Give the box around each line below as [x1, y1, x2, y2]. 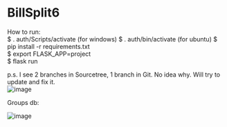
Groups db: [7, 98, 39, 106]
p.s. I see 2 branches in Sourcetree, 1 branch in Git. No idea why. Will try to [7, 70, 221, 79]
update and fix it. [7, 77, 55, 86]
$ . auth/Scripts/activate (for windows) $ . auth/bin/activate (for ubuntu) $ [7, 35, 218, 43]
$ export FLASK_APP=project [7, 50, 91, 58]
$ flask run [7, 57, 38, 65]
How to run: [7, 28, 41, 36]
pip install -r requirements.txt [7, 42, 90, 50]
